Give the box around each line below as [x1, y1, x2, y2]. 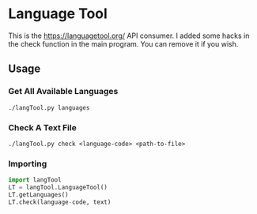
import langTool [8, 176, 62, 184]
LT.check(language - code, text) [8, 198, 111, 206]
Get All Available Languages [8, 86, 119, 97]
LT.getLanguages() [8, 190, 69, 198]
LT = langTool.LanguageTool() [8, 183, 108, 192]
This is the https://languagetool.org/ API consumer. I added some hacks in [8, 31, 250, 40]
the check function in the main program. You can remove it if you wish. [8, 39, 239, 48]
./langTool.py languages [8, 103, 90, 111]
